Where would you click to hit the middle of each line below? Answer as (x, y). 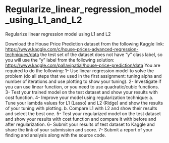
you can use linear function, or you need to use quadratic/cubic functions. (82, 86)
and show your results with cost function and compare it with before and (81, 119)
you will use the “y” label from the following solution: (60, 60)
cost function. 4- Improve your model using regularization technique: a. (79, 98)
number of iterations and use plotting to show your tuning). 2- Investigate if (83, 81)
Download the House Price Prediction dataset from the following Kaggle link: (85, 43)
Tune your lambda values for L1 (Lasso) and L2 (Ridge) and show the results (84, 103)
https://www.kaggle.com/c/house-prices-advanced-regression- (72, 49)
